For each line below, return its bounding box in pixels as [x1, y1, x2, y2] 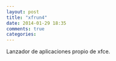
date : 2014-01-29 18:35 [6, 20, 67, 26]
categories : [6, 31, 36, 37]
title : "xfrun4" [6, 14, 47, 21]
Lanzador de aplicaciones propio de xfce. [6, 48, 111, 55]
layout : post [6, 8, 39, 15]
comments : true [6, 25, 45, 32]
